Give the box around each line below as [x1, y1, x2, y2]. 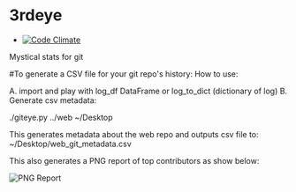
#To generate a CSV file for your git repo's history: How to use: [9, 68, 239, 79]
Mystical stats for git [9, 51, 84, 62]
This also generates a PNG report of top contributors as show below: [9, 155, 260, 166]
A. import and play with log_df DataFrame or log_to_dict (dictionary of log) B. [9, 85, 288, 96]
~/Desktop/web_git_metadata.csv [9, 138, 133, 149]
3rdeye [9, 5, 63, 26]
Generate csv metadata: [9, 94, 97, 106]
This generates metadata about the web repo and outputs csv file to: [9, 129, 259, 139]
